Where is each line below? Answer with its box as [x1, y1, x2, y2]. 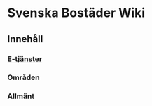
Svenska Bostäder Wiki [7, 5, 146, 21]
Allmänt [7, 91, 35, 101]
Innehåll [7, 33, 43, 45]
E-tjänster [7, 54, 43, 64]
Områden [7, 72, 40, 82]
